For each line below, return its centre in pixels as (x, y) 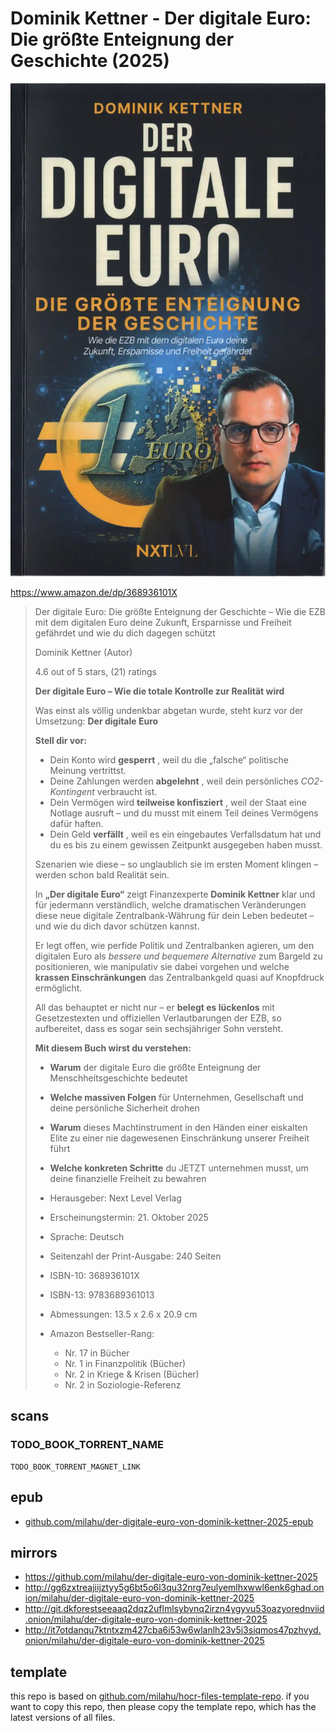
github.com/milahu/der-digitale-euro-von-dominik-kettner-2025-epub (169, 1521)
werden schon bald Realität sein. (102, 875)
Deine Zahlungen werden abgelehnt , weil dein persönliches (174, 781)
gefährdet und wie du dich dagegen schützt (125, 633)
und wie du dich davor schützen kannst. (117, 926)
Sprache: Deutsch (87, 1237)
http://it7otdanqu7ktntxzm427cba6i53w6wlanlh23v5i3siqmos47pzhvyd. (173, 1630)
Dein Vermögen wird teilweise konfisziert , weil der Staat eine (178, 803)
